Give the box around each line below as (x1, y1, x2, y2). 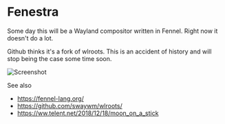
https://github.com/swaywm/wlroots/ (17, 101, 122, 110)
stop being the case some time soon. (7, 54, 112, 62)
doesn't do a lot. (7, 34, 54, 42)
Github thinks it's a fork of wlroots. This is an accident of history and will (7, 47, 212, 55)
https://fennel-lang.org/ (17, 94, 84, 103)
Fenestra (7, 4, 59, 20)
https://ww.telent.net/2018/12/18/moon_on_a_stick (17, 109, 159, 117)
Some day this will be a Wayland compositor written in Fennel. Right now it (7, 27, 218, 35)
